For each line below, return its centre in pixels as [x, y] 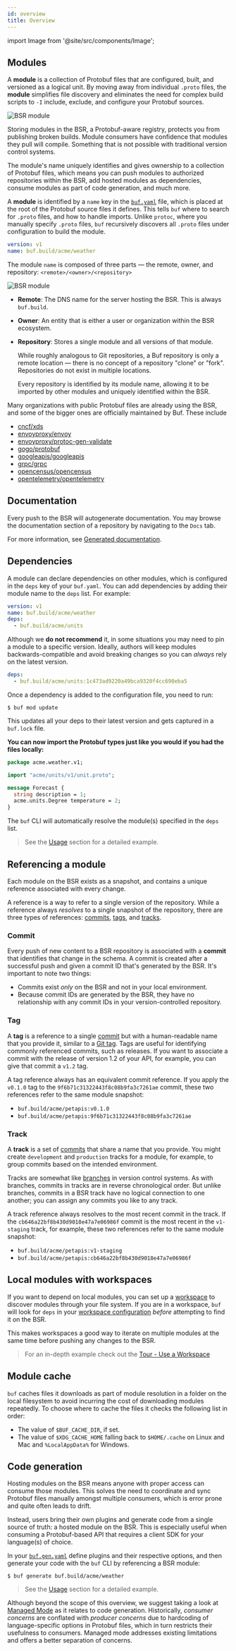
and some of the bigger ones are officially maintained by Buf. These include [117, 413]
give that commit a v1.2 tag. [48, 1066]
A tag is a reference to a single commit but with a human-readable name [112, 1036]
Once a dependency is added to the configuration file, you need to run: [110, 695]
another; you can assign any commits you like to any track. [93, 1200]
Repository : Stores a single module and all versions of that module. [115, 342]
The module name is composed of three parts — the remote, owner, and [110, 264]
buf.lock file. [26, 728]
